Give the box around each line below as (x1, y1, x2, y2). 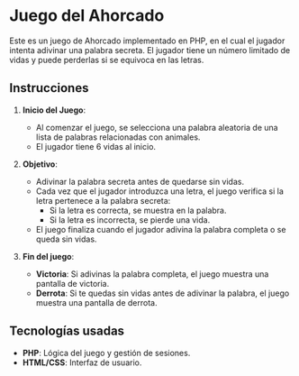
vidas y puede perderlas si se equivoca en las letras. (9, 54, 204, 65)
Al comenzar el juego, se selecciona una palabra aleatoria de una (35, 122, 278, 133)
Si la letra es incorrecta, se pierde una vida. (49, 214, 211, 225)
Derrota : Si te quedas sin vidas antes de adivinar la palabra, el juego (35, 288, 290, 298)
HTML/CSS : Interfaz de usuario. (22, 357, 142, 368)
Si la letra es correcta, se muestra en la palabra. (49, 205, 227, 216)
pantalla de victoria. (35, 278, 110, 289)
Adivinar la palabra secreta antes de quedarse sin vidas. (35, 176, 245, 187)
